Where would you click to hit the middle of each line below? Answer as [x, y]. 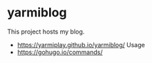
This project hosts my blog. [46, 32]
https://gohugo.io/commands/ [60, 52]
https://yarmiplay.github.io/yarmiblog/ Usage [81, 45]
